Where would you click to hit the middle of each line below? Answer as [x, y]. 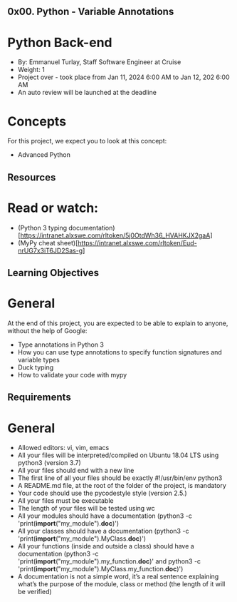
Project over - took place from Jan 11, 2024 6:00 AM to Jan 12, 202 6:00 [123, 77]
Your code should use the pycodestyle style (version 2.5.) [102, 493]
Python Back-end [60, 42]
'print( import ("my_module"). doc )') [68, 524]
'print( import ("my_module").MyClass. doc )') [82, 539]
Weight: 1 [31, 70]
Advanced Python [44, 155]
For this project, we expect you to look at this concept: [87, 141]
